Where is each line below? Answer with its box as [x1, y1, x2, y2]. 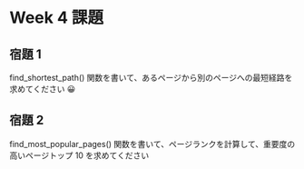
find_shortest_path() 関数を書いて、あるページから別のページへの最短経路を [9, 73, 293, 83]
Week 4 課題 [9, 7, 104, 28]
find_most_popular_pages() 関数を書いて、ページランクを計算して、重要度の [9, 138, 296, 149]
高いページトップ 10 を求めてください [9, 150, 150, 161]
